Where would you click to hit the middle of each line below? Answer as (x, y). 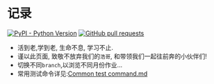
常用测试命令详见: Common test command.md (82, 74)
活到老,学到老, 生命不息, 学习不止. (65, 47)
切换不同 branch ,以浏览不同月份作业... (70, 65)
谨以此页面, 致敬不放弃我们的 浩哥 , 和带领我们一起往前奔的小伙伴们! (112, 56)
